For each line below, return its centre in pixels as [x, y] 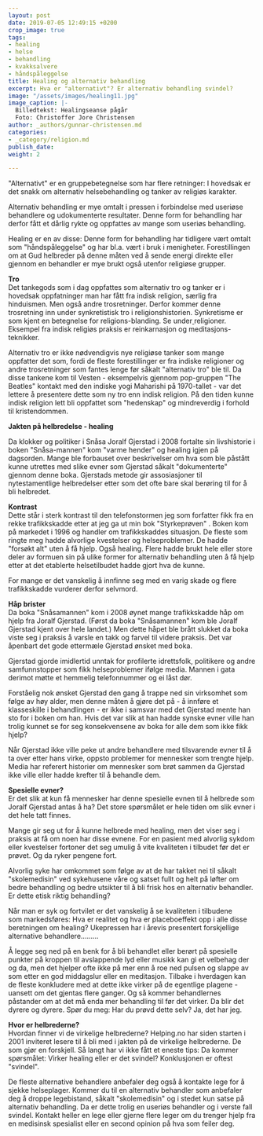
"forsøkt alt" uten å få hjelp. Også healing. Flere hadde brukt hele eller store [130, 549]
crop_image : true [37, 30]
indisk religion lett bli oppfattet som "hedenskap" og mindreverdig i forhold [129, 403]
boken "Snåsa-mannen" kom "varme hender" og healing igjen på [113, 450]
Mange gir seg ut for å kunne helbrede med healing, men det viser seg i [124, 830]
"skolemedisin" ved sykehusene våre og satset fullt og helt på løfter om [124, 879]
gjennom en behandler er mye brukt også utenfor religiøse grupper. [117, 264]
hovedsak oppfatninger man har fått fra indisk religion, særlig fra [113, 296]
